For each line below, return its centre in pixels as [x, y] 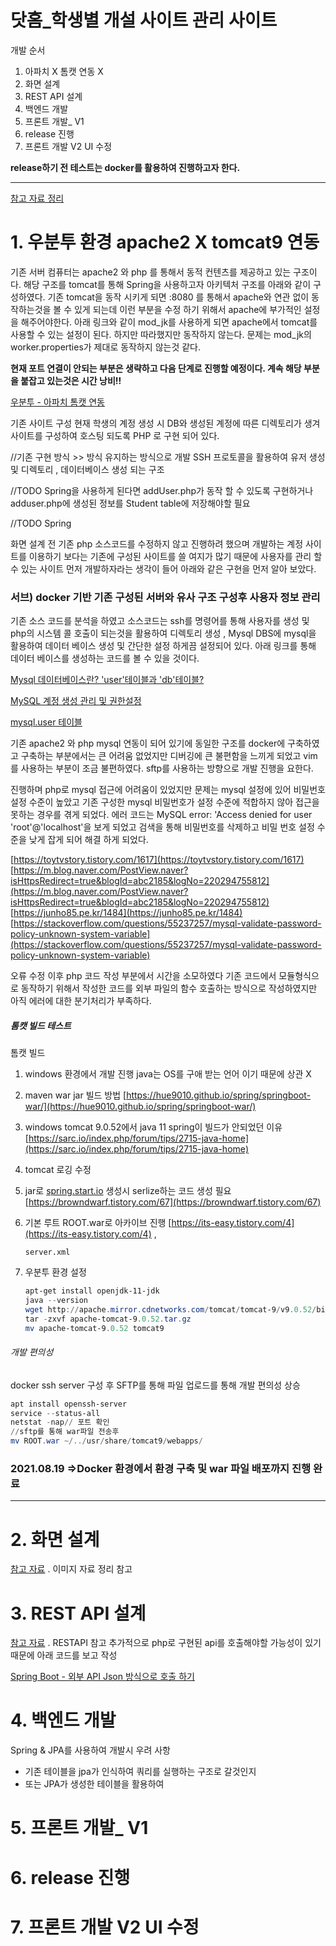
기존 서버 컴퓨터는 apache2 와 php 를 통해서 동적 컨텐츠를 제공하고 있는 [151, 272]
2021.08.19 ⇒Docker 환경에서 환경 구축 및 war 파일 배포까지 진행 [161, 1469]
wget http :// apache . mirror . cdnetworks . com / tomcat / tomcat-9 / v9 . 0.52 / [170, 1309]
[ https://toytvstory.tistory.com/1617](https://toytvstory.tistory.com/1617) [157, 860]
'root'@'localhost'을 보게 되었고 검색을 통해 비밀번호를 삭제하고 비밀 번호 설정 [162, 827]
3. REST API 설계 [78, 1613]
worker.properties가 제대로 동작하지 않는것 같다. [106, 347]
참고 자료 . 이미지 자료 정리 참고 [71, 1569]
